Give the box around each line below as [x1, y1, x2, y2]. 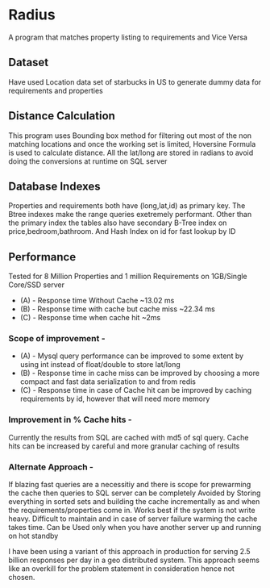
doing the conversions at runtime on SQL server [8, 156, 168, 166]
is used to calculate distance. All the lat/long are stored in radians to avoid [8, 148, 254, 157]
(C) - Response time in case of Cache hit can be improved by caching [19, 386, 252, 395]
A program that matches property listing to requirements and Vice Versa [8, 32, 248, 42]
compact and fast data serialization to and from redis [19, 377, 196, 386]
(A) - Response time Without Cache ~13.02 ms [19, 296, 175, 306]
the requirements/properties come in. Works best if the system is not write [8, 506, 255, 515]
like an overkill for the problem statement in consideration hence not [8, 564, 235, 573]
